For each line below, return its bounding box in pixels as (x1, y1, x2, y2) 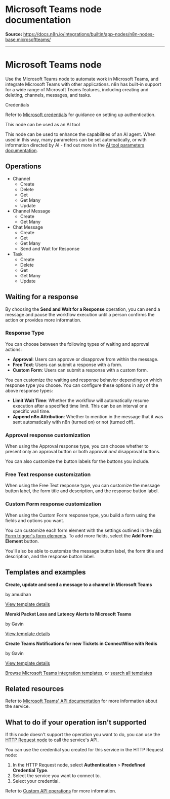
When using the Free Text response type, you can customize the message (5, 483, 160, 489)
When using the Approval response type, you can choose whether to (5, 443, 149, 449)
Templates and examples (5, 568, 86, 576)
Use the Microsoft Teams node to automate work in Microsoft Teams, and (5, 76, 159, 82)
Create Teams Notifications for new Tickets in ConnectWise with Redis (5, 640, 158, 646)
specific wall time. (12, 408, 51, 414)
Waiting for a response (5, 293, 78, 301)
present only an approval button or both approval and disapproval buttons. (5, 449, 161, 455)
